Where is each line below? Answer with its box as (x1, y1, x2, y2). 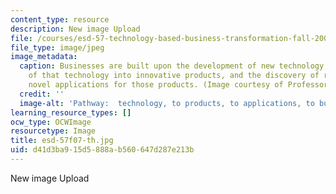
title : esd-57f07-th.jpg (10, 136, 114, 146)
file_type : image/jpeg (10, 42, 105, 53)
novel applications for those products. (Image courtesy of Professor (28, 80, 329, 90)
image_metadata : (10, 52, 78, 62)
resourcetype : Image (10, 126, 97, 136)
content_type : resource (10, 14, 110, 25)
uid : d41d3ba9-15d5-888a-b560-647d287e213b (10, 145, 195, 155)
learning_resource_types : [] (10, 107, 132, 118)
